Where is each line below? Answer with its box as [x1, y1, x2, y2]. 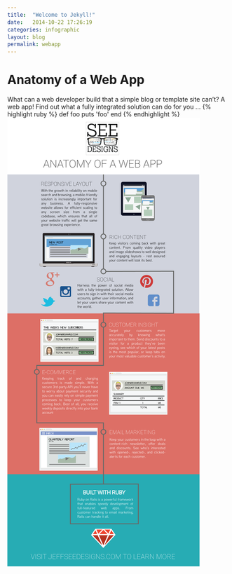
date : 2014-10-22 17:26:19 [7, 18, 93, 26]
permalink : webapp [7, 41, 61, 48]
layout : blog [7, 34, 46, 41]
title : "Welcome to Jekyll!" [7, 11, 96, 18]
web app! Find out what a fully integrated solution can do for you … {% [7, 102, 212, 111]
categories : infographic [7, 26, 80, 33]
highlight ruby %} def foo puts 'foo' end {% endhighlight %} [7, 110, 180, 118]
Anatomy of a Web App [7, 72, 145, 88]
